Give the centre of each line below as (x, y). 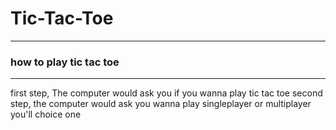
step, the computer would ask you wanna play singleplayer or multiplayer (161, 104)
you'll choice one (46, 114)
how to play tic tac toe (65, 62)
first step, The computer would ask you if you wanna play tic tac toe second (166, 93)
